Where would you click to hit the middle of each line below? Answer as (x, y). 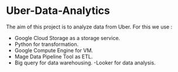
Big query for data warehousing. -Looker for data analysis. (85, 63)
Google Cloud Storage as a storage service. (67, 38)
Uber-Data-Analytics (58, 11)
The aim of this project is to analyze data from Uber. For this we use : (89, 27)
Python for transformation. (47, 44)
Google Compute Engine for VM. (54, 50)
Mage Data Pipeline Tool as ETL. (54, 56)
